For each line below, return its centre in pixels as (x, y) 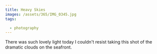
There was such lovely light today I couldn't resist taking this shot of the (79, 42)
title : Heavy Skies (25, 10)
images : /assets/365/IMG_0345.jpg (41, 14)
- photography (24, 28)
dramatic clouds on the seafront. (39, 47)
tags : (11, 19)
